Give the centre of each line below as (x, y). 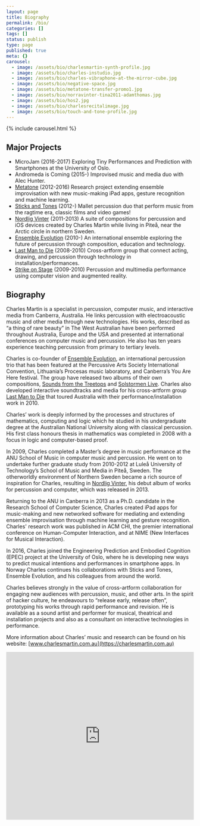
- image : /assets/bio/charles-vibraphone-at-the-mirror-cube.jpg (94, 78)
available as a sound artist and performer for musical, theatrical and (89, 613)
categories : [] (25, 28)
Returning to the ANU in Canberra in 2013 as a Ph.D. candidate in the (90, 501)
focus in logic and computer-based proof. (57, 440)
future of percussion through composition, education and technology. (100, 244)
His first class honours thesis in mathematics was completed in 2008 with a (99, 434)
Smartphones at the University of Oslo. (62, 168)
